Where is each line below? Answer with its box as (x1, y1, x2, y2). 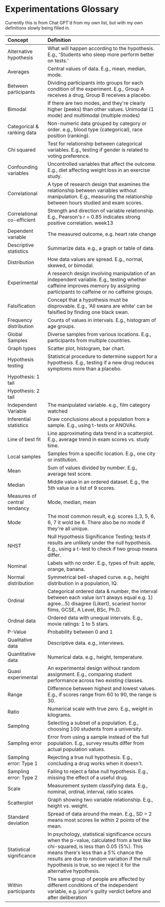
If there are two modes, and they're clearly (47, 99, 146, 106)
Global (7, 331, 23, 337)
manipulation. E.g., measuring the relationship (47, 193, 153, 200)
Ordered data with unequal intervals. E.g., (47, 614, 143, 621)
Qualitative (7, 636, 32, 643)
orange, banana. (47, 566, 85, 573)
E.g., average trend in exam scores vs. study (47, 436, 150, 443)
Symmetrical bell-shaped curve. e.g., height (47, 574, 149, 580)
